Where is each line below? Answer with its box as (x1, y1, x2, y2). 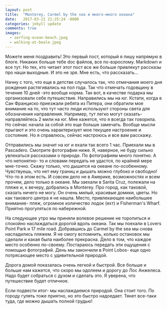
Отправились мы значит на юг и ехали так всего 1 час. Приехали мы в (5, 142, 156, 148)
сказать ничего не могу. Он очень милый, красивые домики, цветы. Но (5, 189, 158, 195)
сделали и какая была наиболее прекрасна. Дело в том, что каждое (5, 236, 152, 242)
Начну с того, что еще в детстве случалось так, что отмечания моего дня (5, 79, 163, 85)
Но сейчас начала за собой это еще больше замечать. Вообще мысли (5, 121, 156, 127)
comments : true (5, 26, 37, 31)
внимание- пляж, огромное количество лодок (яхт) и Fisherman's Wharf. (5, 200, 161, 206)
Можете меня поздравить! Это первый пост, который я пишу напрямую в (5, 53, 162, 59)
